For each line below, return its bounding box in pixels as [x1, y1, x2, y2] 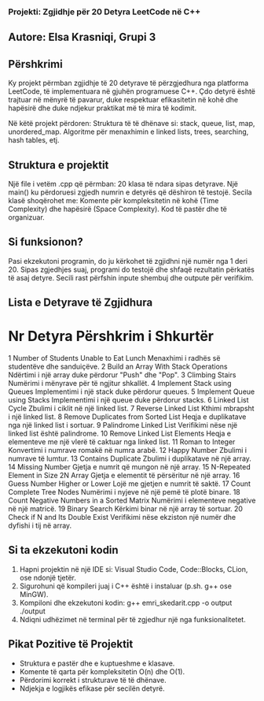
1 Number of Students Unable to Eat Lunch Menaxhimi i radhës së [8, 354, 221, 363]
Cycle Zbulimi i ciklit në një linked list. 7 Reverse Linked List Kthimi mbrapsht [8, 404, 255, 414]
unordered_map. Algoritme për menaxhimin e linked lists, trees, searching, [8, 127, 249, 136]
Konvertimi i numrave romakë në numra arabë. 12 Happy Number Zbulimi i [8, 446, 247, 455]
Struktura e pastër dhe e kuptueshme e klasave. [19, 658, 175, 668]
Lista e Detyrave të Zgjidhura [8, 296, 153, 310]
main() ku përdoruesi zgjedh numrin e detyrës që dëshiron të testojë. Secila [8, 187, 253, 197]
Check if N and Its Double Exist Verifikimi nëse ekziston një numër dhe [8, 513, 236, 522]
